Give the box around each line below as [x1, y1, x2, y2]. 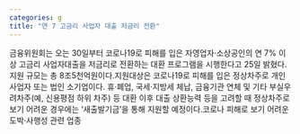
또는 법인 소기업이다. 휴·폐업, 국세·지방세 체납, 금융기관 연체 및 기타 [32, 81, 268, 92]
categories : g [9, 13, 63, 22]
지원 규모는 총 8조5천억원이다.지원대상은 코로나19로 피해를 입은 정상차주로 [9, 69, 269, 81]
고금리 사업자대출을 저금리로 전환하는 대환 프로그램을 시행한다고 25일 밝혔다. [18, 58, 287, 69]
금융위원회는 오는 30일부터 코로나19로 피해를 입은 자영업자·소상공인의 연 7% [9, 47, 277, 58]
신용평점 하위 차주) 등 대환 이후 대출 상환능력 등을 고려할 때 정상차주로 [45, 92, 290, 103]
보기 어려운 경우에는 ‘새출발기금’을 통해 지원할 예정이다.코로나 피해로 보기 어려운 [9, 103, 289, 114]
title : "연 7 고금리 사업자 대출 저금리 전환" [9, 22, 160, 31]
